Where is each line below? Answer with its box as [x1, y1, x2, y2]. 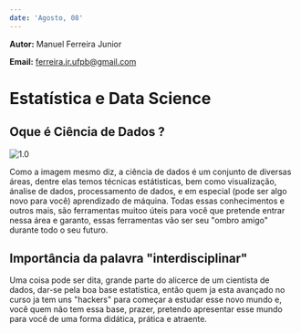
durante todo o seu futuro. [9, 224, 109, 235]
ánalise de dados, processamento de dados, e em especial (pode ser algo [9, 185, 287, 196]
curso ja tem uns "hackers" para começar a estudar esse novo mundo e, [9, 294, 283, 306]
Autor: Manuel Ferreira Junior [9, 38, 122, 49]
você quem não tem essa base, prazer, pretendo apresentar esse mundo [9, 304, 283, 315]
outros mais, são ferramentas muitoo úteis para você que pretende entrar [9, 204, 285, 215]
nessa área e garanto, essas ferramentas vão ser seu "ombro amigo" [9, 214, 269, 225]
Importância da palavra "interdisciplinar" [9, 251, 248, 266]
